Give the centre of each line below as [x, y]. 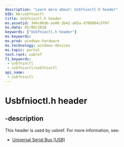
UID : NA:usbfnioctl [25, 14]
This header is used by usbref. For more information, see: [62, 130]
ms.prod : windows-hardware [32, 41]
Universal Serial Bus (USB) [39, 140]
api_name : [15, 73]
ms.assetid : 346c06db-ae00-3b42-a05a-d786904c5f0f [57, 23]
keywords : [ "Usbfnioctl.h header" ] [41, 32]
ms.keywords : [18, 37]
